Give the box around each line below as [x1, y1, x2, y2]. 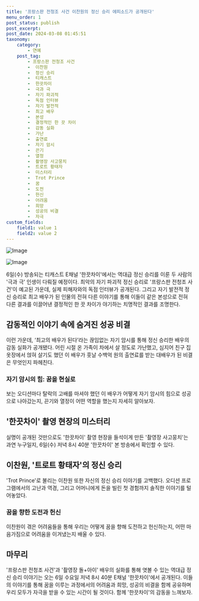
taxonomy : [6, 36, 31, 42]
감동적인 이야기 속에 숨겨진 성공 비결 [6, 320, 131, 330]
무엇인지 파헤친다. [12, 359, 54, 366]
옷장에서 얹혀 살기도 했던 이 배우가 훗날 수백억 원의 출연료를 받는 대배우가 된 [6, 351, 182, 358]
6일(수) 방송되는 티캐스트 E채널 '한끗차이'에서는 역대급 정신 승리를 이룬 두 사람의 [6, 271, 192, 278]
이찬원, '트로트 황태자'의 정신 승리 [6, 460, 122, 470]
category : [17, 42, 42, 48]
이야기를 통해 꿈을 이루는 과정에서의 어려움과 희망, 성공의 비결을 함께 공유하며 [12, 581, 192, 588]
